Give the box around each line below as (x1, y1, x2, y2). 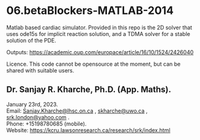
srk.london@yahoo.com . (6, 113, 70, 121)
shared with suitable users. (6, 66, 75, 74)
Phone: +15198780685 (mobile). (6, 120, 87, 127)
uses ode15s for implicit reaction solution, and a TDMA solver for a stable (6, 30, 191, 37)
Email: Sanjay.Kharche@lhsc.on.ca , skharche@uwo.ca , (6, 107, 148, 114)
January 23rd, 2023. (6, 100, 58, 108)
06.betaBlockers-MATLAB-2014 (6, 4, 174, 18)
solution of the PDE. (6, 37, 56, 44)
